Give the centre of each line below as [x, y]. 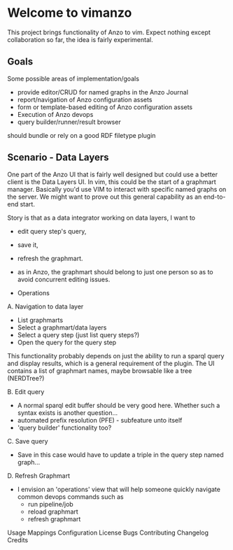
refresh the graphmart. [50, 258]
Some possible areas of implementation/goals [73, 78]
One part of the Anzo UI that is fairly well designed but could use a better [113, 174]
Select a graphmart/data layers [62, 327]
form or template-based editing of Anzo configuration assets [105, 107]
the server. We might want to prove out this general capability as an [105, 197]
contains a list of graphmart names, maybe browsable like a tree [100, 371]
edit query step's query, [52, 231]
